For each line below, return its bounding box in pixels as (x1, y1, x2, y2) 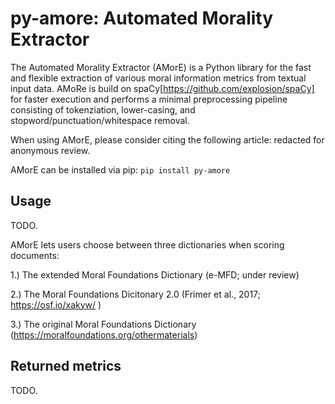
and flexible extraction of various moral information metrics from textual (10, 72, 307, 84)
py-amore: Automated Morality (10, 7, 274, 30)
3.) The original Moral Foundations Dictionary (10, 318, 197, 330)
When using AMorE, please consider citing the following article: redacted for (10, 133, 325, 146)
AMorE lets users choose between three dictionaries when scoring (10, 238, 285, 251)
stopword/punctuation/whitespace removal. (10, 114, 190, 126)
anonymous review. (10, 144, 91, 156)
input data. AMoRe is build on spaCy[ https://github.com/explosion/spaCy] (10, 82, 315, 94)
